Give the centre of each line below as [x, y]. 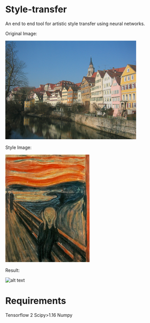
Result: [12, 270]
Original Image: [21, 33]
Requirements [36, 301]
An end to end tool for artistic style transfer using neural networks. [75, 24]
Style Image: [18, 147]
